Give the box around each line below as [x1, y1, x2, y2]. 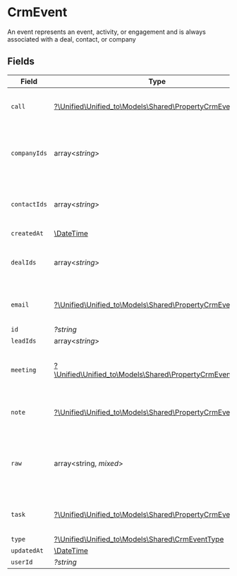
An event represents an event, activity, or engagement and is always [7, 27, 207, 36]
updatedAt [11, 546, 44, 554]
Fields [7, 56, 35, 68]
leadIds [11, 336, 37, 345]
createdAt [11, 229, 44, 237]
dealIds [11, 258, 37, 266]
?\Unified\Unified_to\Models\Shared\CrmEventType [54, 534, 224, 544]
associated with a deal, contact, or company [7, 35, 136, 43]
